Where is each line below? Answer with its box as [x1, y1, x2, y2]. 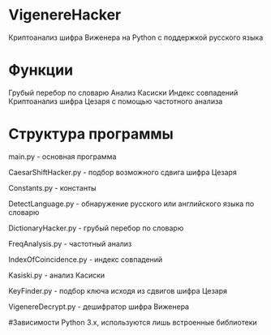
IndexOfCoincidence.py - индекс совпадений [8, 254, 163, 264]
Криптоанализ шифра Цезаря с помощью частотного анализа [8, 96, 223, 106]
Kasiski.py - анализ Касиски [8, 270, 105, 280]
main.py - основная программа [8, 152, 117, 161]
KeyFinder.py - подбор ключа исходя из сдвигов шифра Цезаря [8, 286, 227, 295]
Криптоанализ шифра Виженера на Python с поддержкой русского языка [8, 32, 264, 42]
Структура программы [8, 125, 174, 144]
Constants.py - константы [8, 183, 97, 192]
